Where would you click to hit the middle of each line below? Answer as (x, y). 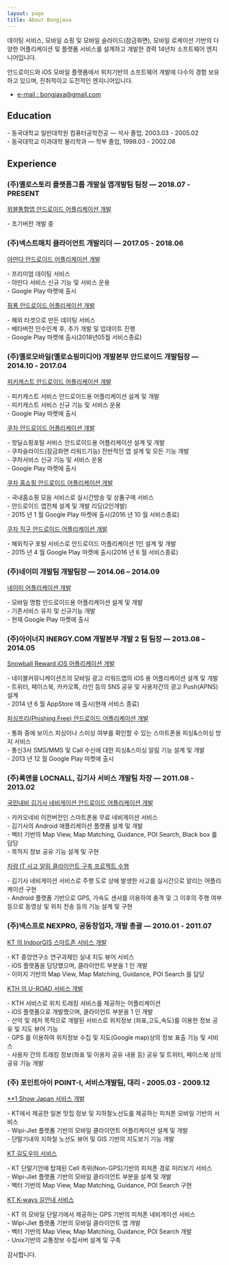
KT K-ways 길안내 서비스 (41, 1200)
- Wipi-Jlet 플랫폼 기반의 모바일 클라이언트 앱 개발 (74, 1223)
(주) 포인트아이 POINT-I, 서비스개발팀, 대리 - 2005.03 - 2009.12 (109, 1082)
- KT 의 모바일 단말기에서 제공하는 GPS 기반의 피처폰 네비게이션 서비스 (102, 1214)
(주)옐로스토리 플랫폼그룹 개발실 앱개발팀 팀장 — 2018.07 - (99, 184)
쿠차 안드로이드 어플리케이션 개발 (51, 428)
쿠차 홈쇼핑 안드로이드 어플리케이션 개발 (60, 482)
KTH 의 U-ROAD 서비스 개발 (45, 988)
